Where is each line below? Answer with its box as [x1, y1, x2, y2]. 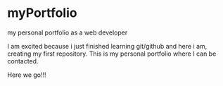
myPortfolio [7, 5, 77, 21]
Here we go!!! [7, 70, 47, 79]
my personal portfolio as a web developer [7, 28, 128, 37]
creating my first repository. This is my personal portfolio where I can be [7, 49, 217, 58]
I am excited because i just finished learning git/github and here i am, [7, 42, 208, 50]
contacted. [7, 56, 39, 65]
